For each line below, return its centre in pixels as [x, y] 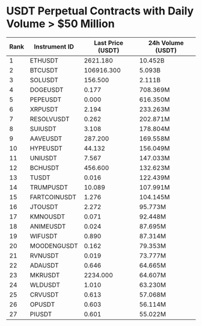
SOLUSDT [44, 80]
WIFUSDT [44, 236]
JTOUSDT [44, 207]
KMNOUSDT [47, 216]
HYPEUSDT [46, 148]
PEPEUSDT [46, 99]
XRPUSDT [44, 109]
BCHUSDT [44, 168]
